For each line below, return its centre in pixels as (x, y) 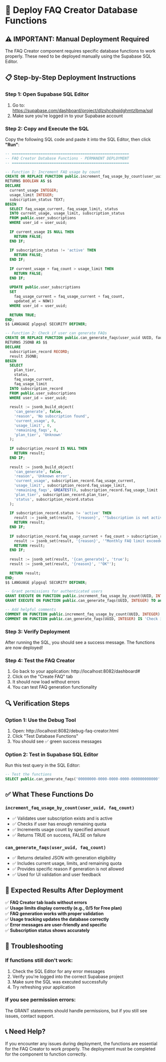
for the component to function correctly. (46, 1054)
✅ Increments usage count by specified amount (61, 829)
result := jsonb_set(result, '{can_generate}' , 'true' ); (69, 560)
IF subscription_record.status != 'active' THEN (61, 513)
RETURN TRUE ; (23, 315)
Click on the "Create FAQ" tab (42, 677)
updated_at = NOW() (34, 301)
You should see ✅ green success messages (57, 741)
